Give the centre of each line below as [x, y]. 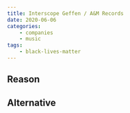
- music [30, 39]
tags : [15, 45]
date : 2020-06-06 [32, 20]
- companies [36, 33]
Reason [24, 79]
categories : [24, 26]
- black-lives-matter [50, 52]
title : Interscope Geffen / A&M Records [66, 13]
